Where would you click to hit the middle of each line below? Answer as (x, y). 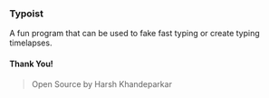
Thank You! (32, 64)
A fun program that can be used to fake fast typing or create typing (134, 34)
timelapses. (31, 43)
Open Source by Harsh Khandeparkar (101, 83)
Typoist (26, 14)
